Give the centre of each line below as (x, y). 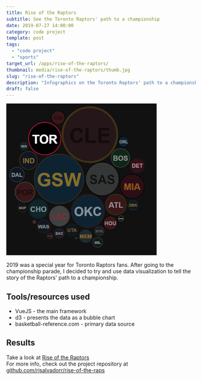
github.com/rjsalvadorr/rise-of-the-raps (56, 370)
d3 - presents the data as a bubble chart (65, 317)
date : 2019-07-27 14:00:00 (40, 25)
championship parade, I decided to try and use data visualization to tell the (99, 272)
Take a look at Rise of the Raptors (48, 357)
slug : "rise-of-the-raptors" (43, 76)
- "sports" (25, 57)
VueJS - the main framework (51, 311)
